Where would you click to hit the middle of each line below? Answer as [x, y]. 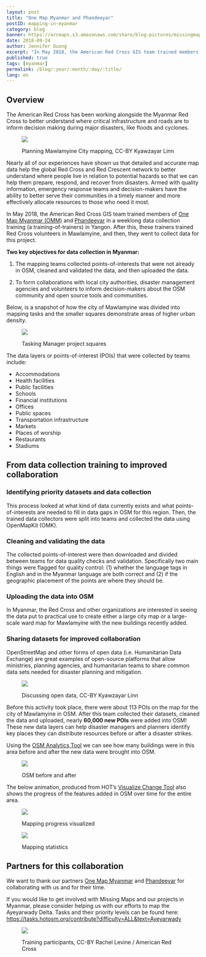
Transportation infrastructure [52, 420]
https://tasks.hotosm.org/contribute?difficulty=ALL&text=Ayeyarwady [94, 919]
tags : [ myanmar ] [27, 63]
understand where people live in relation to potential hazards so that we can [102, 176]
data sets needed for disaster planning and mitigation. [74, 672]
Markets [26, 426]
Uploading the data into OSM [50, 596]
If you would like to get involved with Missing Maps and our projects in [95, 899]
